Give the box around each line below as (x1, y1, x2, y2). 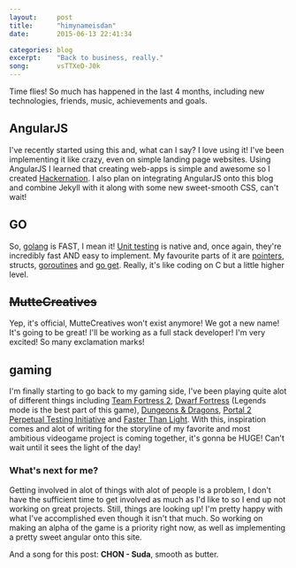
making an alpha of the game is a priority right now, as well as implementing (9, 522, 285, 533)
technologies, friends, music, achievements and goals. (9, 96, 208, 106)
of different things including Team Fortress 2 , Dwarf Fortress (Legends (9, 395, 267, 406)
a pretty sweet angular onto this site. (9, 532, 143, 542)
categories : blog (9, 45, 73, 54)
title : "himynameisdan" (9, 21, 117, 30)
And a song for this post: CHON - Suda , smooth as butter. (9, 549, 219, 559)
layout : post (9, 12, 73, 22)
